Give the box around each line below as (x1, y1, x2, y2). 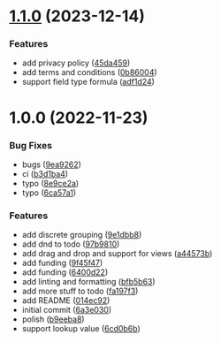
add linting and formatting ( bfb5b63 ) (21, 277, 156, 287)
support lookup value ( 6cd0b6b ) (21, 323, 141, 334)
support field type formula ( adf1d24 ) (21, 77, 155, 87)
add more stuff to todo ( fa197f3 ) (21, 285, 139, 297)
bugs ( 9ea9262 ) (21, 159, 82, 170)
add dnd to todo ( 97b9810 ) (21, 239, 120, 249)
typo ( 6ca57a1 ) (21, 187, 77, 198)
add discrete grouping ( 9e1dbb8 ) (21, 230, 142, 240)
